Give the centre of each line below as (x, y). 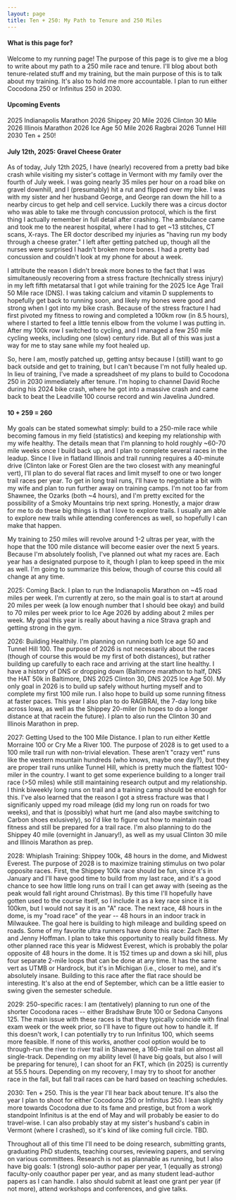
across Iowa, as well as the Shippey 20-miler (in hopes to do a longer (108, 709)
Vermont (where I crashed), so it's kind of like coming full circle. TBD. (108, 1130)
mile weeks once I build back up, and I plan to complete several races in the (117, 451)
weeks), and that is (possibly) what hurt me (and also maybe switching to (113, 812)
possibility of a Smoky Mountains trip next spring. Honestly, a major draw (114, 503)
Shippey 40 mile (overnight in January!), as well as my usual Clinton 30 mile (117, 835)
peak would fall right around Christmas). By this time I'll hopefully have (110, 893)
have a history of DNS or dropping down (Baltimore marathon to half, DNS (114, 672)
